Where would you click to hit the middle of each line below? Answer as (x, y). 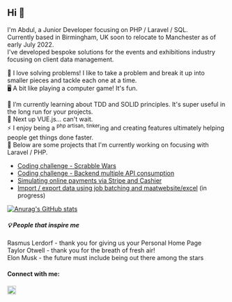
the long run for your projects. (50, 112)
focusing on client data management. (61, 59)
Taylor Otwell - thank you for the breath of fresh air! (81, 250)
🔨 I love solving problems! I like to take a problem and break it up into (106, 73)
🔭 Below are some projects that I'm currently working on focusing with (108, 145)
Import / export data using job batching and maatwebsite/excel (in (112, 188)
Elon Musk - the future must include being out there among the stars (106, 258)
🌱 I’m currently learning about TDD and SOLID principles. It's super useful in (116, 104)
